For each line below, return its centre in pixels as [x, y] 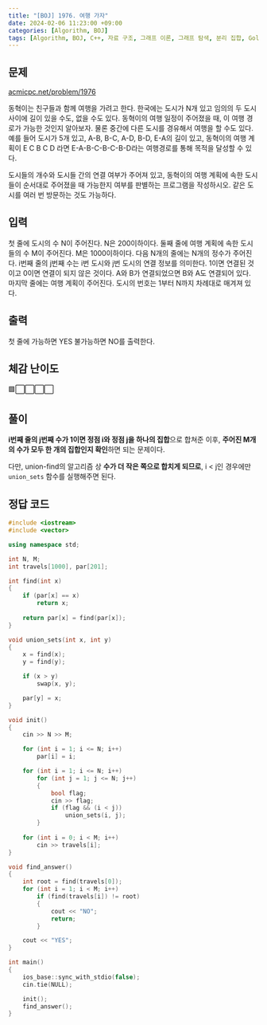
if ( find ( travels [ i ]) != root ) [89, 897]
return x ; [53, 603]
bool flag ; [69, 793]
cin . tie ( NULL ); [48, 984]
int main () [26, 962]
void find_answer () [41, 867]
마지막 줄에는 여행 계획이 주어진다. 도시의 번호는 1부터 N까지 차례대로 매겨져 [126, 283]
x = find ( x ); [44, 654]
